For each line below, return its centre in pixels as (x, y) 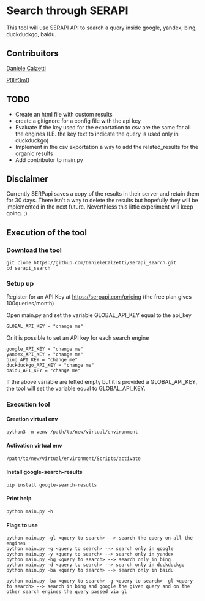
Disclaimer (27, 179)
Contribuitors (33, 54)
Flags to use (22, 525)
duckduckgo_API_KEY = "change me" (50, 366)
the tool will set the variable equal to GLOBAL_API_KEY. (76, 389)
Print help (19, 499)
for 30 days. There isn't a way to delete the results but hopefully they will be (102, 201)
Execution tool (28, 404)
